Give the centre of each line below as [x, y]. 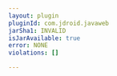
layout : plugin [34, 16]
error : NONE [28, 46]
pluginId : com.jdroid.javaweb [59, 23]
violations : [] [34, 53]
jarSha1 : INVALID [37, 30]
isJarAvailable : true [44, 38]
